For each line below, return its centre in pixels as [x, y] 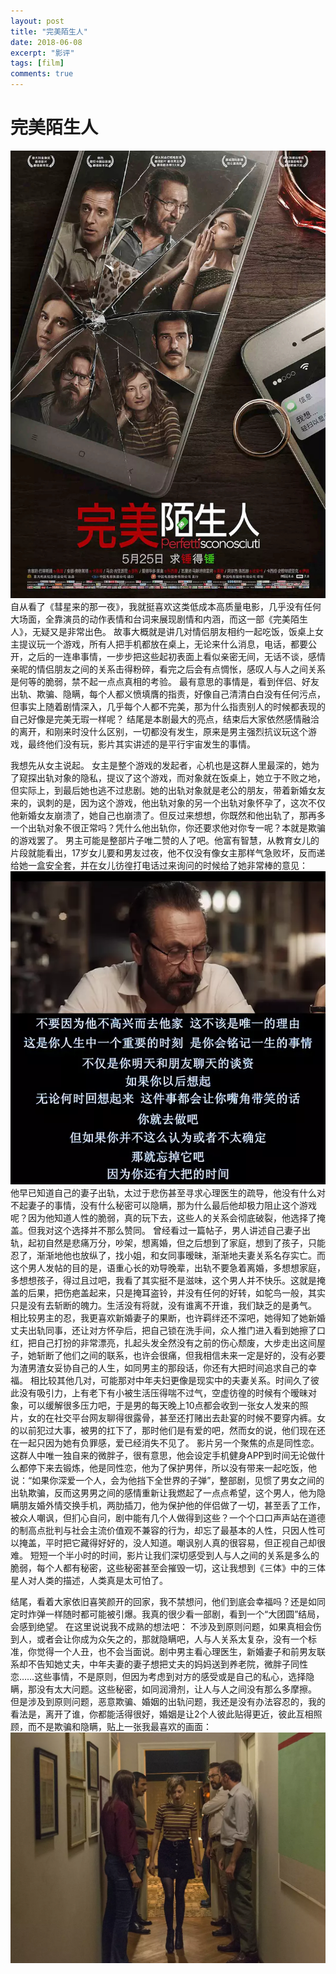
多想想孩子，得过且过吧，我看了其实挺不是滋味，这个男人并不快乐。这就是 [163, 1281]
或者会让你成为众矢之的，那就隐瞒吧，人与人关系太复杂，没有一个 [172, 1639]
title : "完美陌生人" [49, 31]
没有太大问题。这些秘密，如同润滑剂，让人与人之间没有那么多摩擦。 [176, 1689]
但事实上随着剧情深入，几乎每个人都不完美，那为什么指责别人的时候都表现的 [168, 706]
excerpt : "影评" [42, 53]
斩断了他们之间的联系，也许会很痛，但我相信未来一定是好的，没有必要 [181, 1356]
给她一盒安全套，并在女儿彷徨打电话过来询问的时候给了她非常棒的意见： [159, 865]
